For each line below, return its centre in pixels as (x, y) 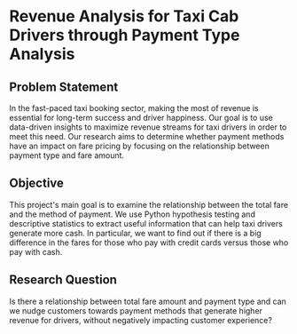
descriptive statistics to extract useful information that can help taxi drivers (146, 223)
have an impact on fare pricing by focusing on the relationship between (140, 146)
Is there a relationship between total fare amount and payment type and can (148, 301)
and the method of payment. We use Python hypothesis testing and (132, 214)
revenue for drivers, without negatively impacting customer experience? (141, 320)
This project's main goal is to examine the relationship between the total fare (149, 204)
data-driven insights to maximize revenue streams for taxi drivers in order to (148, 127)
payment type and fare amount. (67, 155)
